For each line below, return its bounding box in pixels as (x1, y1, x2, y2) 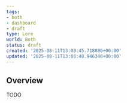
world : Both (6, 37, 36, 43)
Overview (6, 75, 44, 86)
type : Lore (6, 31, 34, 37)
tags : (6, 8, 20, 15)
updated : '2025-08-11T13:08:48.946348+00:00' (6, 53, 122, 59)
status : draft (6, 43, 42, 49)
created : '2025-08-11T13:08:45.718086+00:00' (6, 48, 122, 54)
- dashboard (6, 20, 36, 26)
